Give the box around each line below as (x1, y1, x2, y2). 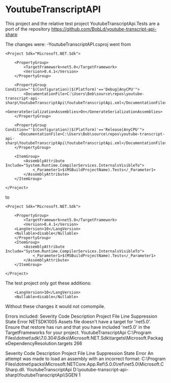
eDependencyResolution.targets (5, 340, 73, 346)
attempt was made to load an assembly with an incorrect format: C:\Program (5, 355, 166, 362)
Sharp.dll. (5, 366, 25, 372)
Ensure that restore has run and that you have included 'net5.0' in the (5, 324, 151, 330)
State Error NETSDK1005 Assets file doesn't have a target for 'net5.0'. (5, 318, 151, 325)
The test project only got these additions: (5, 280, 92, 286)
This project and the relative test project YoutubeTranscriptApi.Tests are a (5, 20, 160, 27)
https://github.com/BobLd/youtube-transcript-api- (51, 26, 157, 32)
